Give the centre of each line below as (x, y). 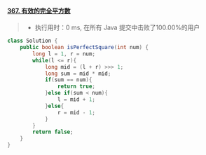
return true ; (76, 87)
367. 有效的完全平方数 (39, 11)
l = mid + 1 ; (76, 100)
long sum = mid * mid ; (78, 74)
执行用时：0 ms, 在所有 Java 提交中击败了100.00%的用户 (117, 27)
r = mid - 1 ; (76, 112)
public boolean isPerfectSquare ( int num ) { (84, 48)
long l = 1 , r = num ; (64, 54)
